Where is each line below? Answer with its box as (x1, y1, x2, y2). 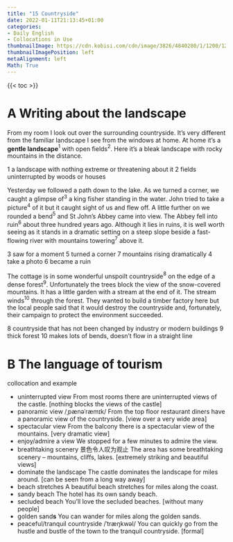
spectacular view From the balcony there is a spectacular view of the (17, 422, 215, 431)
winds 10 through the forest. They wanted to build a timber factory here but (7, 295, 220, 305)
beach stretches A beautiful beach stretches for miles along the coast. (17, 483, 218, 491)
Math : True (7, 62, 39, 69)
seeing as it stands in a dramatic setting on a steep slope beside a (7, 228, 196, 236)
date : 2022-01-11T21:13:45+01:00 (7, 17, 104, 24)
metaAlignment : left (7, 56, 67, 63)
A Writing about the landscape (7, 105, 187, 121)
